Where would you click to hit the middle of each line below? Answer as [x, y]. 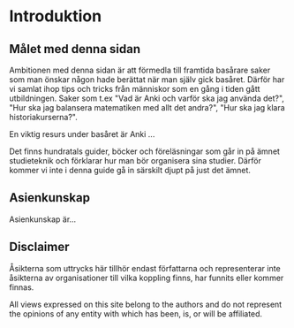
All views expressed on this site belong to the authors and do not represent [146, 304]
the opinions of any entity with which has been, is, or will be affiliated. [136, 313]
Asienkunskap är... [43, 219]
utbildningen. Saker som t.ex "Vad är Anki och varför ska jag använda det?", [147, 98]
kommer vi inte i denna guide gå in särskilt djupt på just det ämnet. [130, 170]
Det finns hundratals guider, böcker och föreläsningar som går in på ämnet [145, 151]
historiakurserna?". [43, 117]
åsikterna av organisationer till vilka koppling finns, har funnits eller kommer [147, 278]
